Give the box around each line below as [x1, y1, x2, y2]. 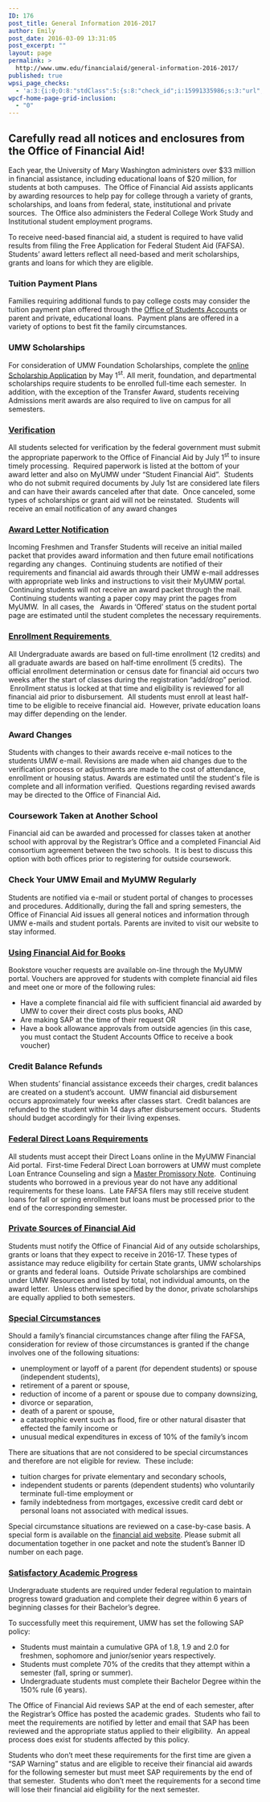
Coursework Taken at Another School [8, 810, 158, 821]
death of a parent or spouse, [19, 1406, 115, 1416]
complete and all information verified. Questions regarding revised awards [8, 781, 256, 791]
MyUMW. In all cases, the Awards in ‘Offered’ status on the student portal [8, 602, 257, 612]
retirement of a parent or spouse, [19, 1381, 130, 1391]
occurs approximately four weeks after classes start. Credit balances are [8, 1096, 251, 1106]
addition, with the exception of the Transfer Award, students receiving [8, 387, 239, 397]
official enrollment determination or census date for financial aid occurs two [8, 666, 260, 676]
